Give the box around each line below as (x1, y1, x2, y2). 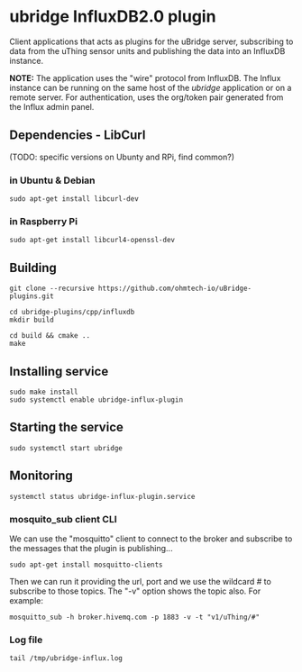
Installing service (9, 363, 109, 379)
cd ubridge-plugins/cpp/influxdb (9, 308, 135, 317)
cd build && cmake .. (9, 331, 91, 341)
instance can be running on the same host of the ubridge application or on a (9, 82, 292, 93)
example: (9, 595, 43, 605)
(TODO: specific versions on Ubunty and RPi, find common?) (9, 151, 234, 162)
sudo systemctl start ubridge (9, 443, 124, 452)
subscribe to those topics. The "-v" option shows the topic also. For (9, 586, 261, 596)
